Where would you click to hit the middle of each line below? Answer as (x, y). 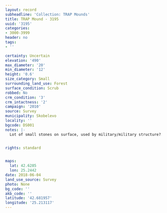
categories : (17, 28)
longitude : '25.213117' (30, 203)
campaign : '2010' (23, 107)
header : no (16, 38)
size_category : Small (28, 79)
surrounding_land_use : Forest (37, 84)
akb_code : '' (19, 194)
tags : (11, 42)
